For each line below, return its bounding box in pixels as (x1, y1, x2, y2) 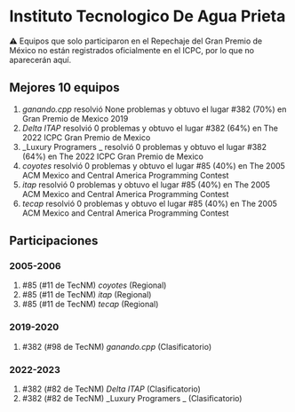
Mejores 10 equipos (9, 80, 120, 95)
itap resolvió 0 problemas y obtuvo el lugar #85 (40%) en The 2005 (21, 179, 271, 190)
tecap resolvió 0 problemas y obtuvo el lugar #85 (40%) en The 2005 (21, 198, 278, 209)
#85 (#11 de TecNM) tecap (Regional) (21, 299, 159, 310)
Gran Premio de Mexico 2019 (21, 113, 129, 123)
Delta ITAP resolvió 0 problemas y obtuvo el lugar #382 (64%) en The (21, 123, 278, 133)
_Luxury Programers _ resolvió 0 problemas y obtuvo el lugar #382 (21, 141, 267, 152)
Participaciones (9, 234, 99, 249)
